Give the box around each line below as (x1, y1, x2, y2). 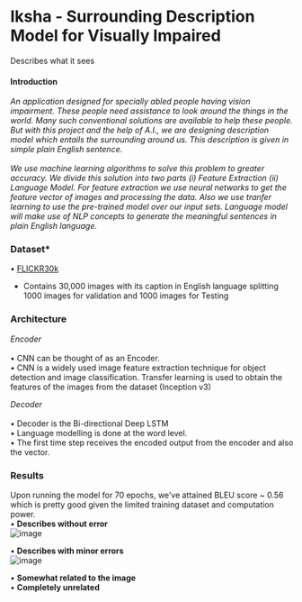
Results (10, 469, 44, 481)
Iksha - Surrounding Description (10, 6, 255, 27)
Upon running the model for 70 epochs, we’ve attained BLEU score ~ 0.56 (10, 489, 284, 501)
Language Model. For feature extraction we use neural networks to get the (10, 182, 287, 193)
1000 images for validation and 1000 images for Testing (22, 290, 229, 301)
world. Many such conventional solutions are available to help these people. (10, 115, 293, 126)
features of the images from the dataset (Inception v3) (10, 381, 212, 392)
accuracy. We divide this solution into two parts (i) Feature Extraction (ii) (10, 173, 280, 184)
